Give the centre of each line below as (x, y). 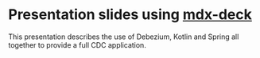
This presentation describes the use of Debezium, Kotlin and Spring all (124, 37)
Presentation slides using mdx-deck (130, 15)
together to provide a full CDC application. (78, 44)
